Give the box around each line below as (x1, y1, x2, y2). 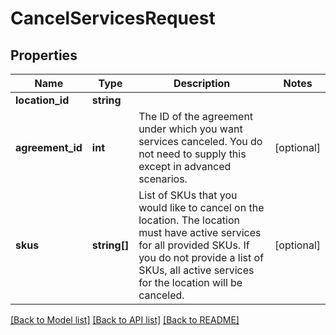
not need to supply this (138, 147, 247, 161)
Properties (10, 47, 78, 64)
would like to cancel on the (138, 201, 265, 214)
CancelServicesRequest (10, 7, 216, 30)
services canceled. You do (138, 135, 263, 148)
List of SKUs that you (138, 188, 238, 202)
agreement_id (15, 141, 83, 154)
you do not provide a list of (138, 251, 265, 264)
